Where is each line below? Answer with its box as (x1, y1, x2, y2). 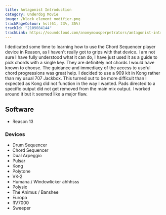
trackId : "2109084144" (5, 26, 52, 31)
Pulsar (12, 158, 26, 164)
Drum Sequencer (12, 142, 47, 148)
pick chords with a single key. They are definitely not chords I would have (5, 60, 155, 65)
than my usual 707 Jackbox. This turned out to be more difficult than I (5, 75, 147, 81)
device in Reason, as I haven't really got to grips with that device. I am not (5, 49, 156, 55)
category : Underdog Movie (5, 12, 58, 17)
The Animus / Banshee (12, 189, 59, 195)
